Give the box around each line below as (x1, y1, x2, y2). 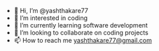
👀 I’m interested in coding (13, 14, 88, 22)
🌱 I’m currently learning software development (13, 21, 148, 29)
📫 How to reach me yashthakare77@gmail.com (13, 37, 152, 44)
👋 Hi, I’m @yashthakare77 (13, 7, 89, 14)
